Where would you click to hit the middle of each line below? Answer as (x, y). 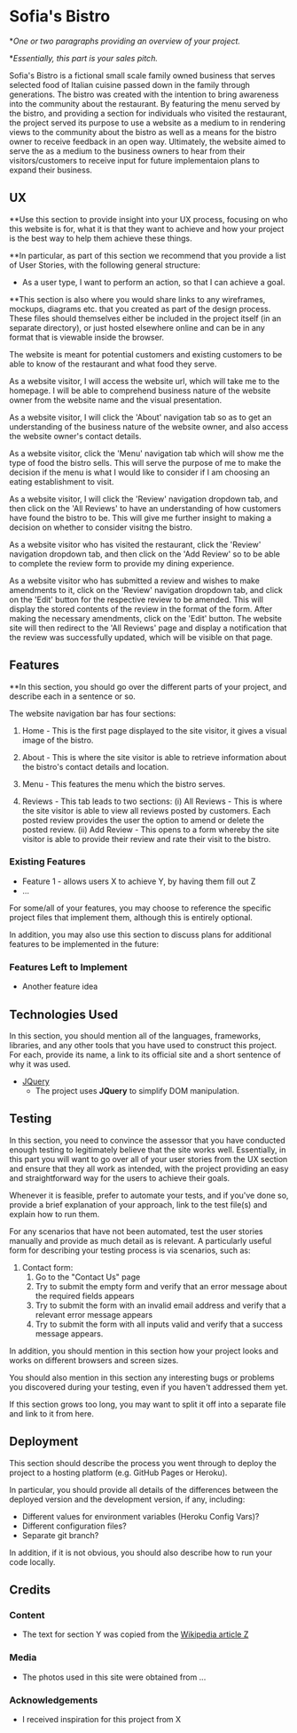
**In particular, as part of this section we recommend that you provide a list (148, 255)
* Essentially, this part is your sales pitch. (83, 58)
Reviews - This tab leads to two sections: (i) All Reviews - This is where (152, 801)
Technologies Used (63, 1014)
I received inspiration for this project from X (102, 1719)
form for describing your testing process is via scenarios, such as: (130, 1250)
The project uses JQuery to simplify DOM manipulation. (137, 1090)
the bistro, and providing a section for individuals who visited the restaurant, (148, 113)
